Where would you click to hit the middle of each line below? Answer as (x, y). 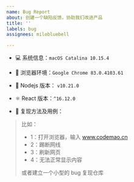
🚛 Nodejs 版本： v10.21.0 (47, 86)
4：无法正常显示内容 (56, 160)
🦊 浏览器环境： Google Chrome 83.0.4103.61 (69, 73)
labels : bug (21, 29)
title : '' (19, 23)
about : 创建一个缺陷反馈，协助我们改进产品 (55, 18)
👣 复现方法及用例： (39, 111)
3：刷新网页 (45, 152)
